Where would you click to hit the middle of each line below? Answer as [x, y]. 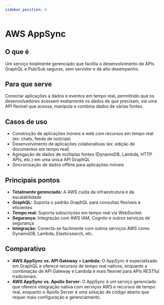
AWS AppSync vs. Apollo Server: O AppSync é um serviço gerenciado [84, 282]
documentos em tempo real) [41, 149]
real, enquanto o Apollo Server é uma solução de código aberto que [81, 292]
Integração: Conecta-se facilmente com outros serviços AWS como [81, 229]
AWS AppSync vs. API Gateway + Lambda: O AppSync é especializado [85, 260]
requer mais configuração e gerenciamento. [57, 297]
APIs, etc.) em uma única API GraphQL [51, 160]
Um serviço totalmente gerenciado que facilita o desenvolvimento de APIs [80, 64]
